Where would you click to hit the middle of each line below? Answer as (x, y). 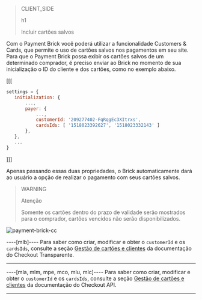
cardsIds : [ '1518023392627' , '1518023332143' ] (98, 126)
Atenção (31, 200)
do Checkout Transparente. (40, 254)
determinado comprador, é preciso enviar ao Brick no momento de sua (94, 63)
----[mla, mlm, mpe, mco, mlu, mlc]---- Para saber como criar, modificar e (98, 272)
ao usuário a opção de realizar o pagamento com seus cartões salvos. (93, 177)
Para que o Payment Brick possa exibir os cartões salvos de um (85, 56)
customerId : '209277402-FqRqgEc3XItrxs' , (88, 120)
